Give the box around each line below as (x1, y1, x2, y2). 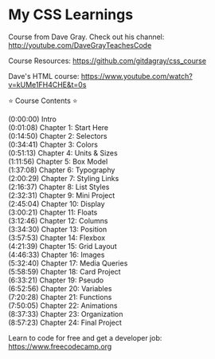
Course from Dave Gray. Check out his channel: (8, 32, 165, 41)
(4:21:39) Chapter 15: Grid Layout (8, 241, 117, 251)
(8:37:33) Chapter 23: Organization (8, 309, 123, 318)
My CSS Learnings (8, 6, 134, 24)
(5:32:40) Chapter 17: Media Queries (8, 258, 128, 268)
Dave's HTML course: (8, 71, 80, 81)
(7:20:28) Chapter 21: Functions (8, 292, 112, 302)
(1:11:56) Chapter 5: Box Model (8, 156, 108, 166)
